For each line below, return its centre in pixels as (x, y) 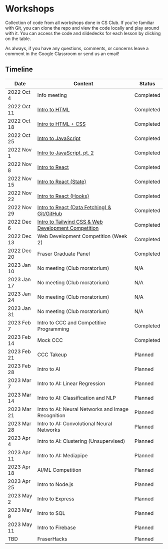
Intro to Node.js (55, 484)
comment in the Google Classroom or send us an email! (62, 54)
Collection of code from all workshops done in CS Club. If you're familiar (80, 23)
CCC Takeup (52, 354)
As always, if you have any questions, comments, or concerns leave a (77, 48)
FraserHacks (52, 538)
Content (83, 83)
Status (147, 83)
